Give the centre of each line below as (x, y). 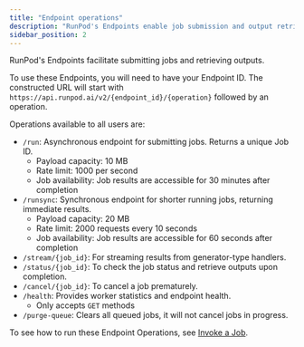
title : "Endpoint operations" (66, 18)
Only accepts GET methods (85, 305)
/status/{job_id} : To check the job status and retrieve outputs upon (150, 267)
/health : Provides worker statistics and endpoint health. (127, 296)
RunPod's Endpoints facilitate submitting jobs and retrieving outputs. (137, 61)
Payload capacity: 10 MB (82, 161)
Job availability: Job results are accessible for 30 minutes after (153, 180)
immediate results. (57, 209)
